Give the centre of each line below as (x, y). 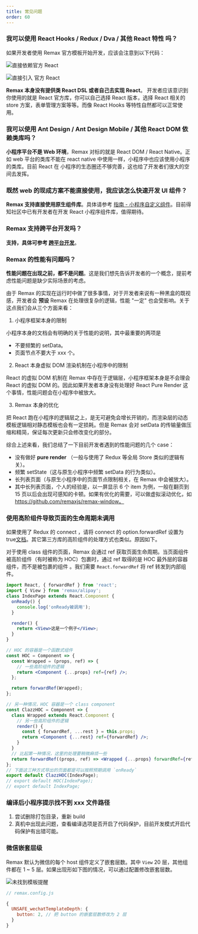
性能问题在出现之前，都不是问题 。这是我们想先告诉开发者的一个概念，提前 (96, 273)
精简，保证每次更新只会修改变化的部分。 (65, 432)
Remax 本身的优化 (37, 405)
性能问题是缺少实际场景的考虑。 (50, 280)
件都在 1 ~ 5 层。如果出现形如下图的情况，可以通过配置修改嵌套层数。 (91, 869)
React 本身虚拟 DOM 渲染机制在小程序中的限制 (71, 365)
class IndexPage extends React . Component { (60, 596)
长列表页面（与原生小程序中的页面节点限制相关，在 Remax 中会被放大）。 (103, 479)
